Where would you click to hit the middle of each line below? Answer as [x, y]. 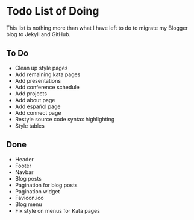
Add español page [38, 106]
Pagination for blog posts [46, 185]
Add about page [35, 100]
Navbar [24, 172]
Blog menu [28, 204]
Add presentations [38, 80]
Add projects [31, 93]
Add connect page [38, 112]
